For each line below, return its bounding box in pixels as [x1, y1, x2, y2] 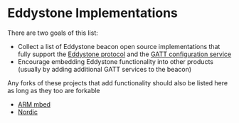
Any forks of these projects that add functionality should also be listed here [7, 78, 228, 87]
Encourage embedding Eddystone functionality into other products [17, 57, 213, 65]
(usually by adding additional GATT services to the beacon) [17, 65, 192, 73]
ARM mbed [17, 100, 51, 108]
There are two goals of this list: [7, 28, 98, 37]
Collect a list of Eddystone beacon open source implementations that [17, 42, 221, 50]
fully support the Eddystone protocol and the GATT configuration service [17, 50, 232, 58]
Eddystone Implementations [7, 5, 178, 21]
